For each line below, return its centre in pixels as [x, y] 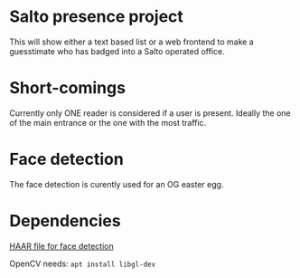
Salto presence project [96, 17]
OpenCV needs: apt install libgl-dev [83, 264]
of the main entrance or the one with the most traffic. [108, 122]
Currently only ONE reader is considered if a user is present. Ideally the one [150, 113]
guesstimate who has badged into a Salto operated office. [117, 51]
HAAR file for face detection [62, 245]
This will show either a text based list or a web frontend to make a [132, 42]
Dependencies [65, 221]
